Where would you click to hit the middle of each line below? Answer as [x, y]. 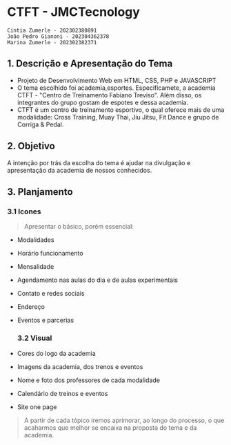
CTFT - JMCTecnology [73, 12]
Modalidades [36, 240]
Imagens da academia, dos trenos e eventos [80, 366]
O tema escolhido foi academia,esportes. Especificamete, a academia [116, 88]
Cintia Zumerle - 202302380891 [52, 30]
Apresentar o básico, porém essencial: [79, 227]
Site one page [37, 407]
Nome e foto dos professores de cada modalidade [89, 380]
